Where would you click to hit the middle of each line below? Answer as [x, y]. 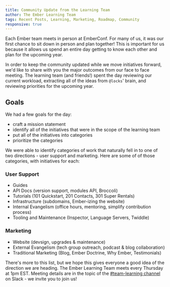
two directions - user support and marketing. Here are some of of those [80, 156]
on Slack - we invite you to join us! [41, 279]
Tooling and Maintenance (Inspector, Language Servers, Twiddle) [81, 218]
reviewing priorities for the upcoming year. [49, 86]
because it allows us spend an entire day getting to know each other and [81, 49]
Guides [20, 185]
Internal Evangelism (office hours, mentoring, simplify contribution [82, 207]
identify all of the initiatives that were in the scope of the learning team [86, 130]
